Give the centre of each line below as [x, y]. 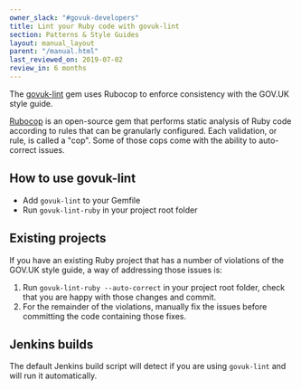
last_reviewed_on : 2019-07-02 [66, 60]
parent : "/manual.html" [54, 52]
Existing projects [58, 238]
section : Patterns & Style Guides [75, 34]
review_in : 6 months [48, 69]
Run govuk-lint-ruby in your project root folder [110, 210]
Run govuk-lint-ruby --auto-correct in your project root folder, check [154, 287]
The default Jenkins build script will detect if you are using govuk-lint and [148, 366]
